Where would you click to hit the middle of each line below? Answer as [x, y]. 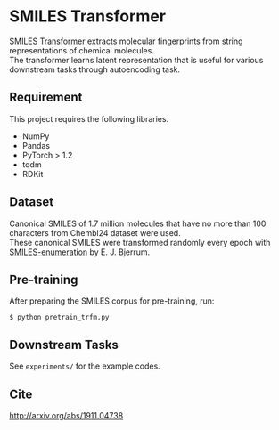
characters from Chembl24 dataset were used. [95, 232]
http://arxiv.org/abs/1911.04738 [66, 415]
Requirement [46, 97]
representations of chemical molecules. [82, 50]
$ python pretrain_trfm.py [59, 318]
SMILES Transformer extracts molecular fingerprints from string [126, 41]
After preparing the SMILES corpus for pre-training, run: [112, 301]
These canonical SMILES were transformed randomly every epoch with [140, 242]
